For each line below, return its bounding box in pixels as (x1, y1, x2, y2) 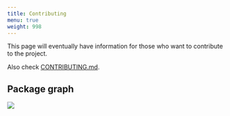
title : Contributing (7, 10, 67, 17)
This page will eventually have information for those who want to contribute (7, 42, 224, 51)
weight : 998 (7, 23, 42, 30)
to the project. (7, 49, 47, 58)
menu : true (7, 17, 39, 24)
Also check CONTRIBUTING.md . (7, 63, 100, 72)
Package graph (7, 83, 74, 94)
